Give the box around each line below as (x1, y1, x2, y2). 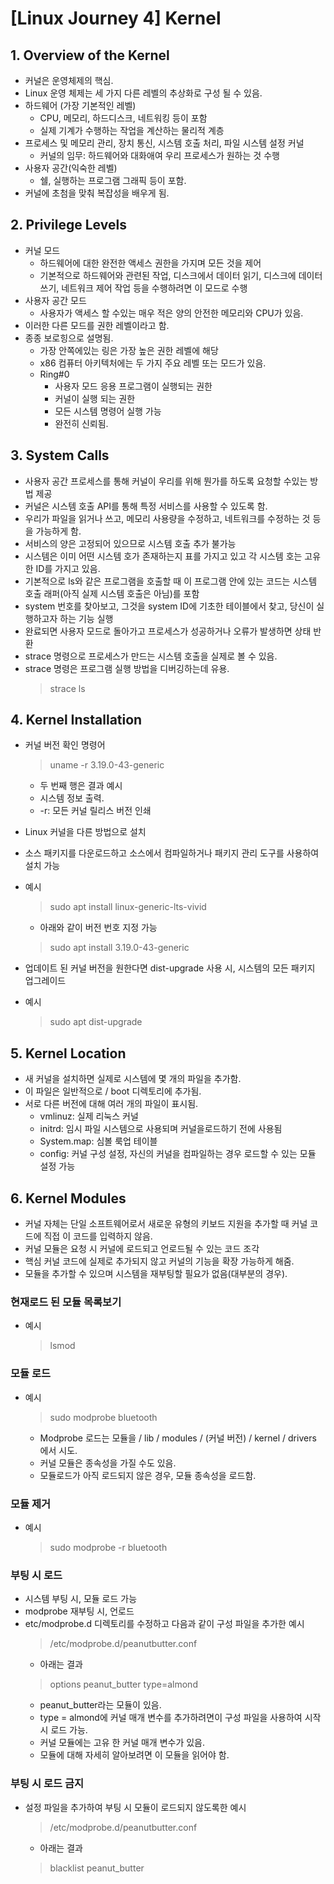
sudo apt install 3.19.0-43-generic (49, 942, 190, 954)
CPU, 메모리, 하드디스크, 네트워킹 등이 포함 (39, 112, 208, 124)
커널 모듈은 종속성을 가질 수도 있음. (39, 1457, 177, 1469)
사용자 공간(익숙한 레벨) (24, 162, 118, 174)
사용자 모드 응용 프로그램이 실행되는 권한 (54, 380, 213, 392)
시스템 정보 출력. (39, 792, 105, 804)
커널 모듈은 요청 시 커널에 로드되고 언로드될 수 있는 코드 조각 (24, 1243, 260, 1255)
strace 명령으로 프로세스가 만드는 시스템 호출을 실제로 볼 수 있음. (24, 650, 278, 662)
